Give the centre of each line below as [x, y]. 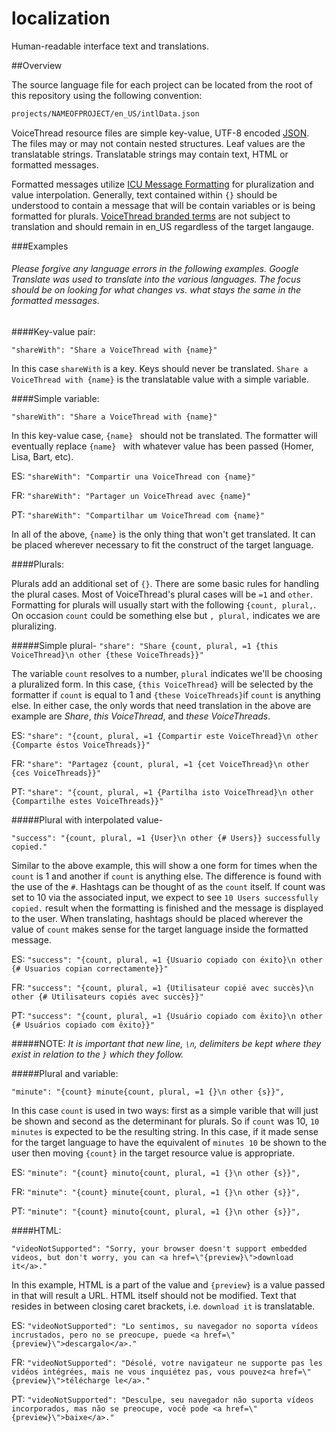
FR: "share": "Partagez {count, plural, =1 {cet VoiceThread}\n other [160, 764]
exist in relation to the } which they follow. [97, 1054]
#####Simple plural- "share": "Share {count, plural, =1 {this [145, 646]
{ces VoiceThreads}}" [56, 773]
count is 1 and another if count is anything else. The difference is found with [166, 876]
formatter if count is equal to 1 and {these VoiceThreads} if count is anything [166, 695]
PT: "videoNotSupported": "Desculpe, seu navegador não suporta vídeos [162, 1399]
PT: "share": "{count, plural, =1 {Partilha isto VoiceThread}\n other [162, 792]
